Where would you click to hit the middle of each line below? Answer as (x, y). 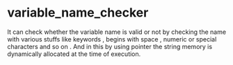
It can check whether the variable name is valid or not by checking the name (117, 32)
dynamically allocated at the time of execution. (74, 54)
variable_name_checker (78, 13)
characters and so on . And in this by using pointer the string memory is (110, 46)
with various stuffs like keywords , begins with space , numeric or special (112, 39)
